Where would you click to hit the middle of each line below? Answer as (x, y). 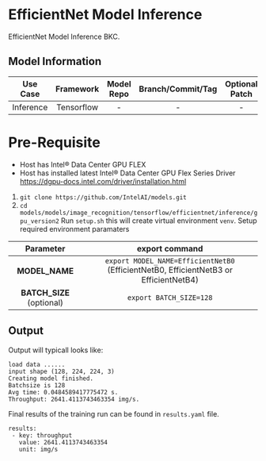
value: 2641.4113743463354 (63, 442)
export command (170, 248)
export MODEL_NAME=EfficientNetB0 (170, 261)
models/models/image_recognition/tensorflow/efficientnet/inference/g (139, 213)
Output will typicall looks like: (56, 350)
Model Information (55, 61)
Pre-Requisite (54, 142)
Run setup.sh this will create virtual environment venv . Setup (159, 221)
